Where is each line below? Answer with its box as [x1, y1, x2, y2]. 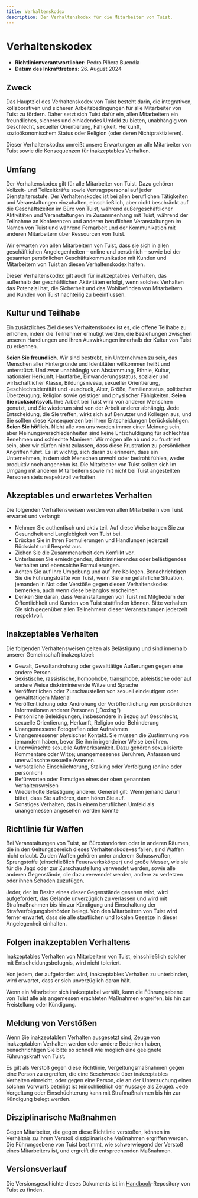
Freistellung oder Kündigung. [6, 1001, 77, 1008]
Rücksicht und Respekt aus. [14, 543, 83, 550]
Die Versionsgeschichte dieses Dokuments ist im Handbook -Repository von [6, 1180, 190, 1187]
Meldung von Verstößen [6, 1018, 98, 1028]
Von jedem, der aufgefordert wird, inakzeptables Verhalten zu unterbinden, [6, 970, 189, 978]
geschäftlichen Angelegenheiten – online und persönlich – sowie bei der [6, 248, 181, 255]
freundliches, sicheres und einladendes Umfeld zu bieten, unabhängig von [6, 117, 187, 124]
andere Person [14, 668, 51, 676]
